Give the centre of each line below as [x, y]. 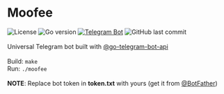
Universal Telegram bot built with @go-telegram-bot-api [88, 46]
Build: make [23, 61]
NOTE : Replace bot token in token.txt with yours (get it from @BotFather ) [112, 83]
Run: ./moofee [27, 68]
